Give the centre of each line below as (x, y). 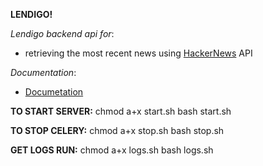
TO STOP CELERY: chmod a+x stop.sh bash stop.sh (117, 130)
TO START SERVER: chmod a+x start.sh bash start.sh (121, 111)
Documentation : (43, 72)
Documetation (54, 92)
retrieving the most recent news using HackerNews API (138, 53)
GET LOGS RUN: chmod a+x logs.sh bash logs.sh (112, 150)
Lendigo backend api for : (62, 33)
